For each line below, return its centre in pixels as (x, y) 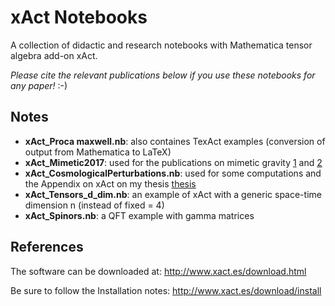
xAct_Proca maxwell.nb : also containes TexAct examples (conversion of (175, 141)
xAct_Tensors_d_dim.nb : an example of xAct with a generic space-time (173, 194)
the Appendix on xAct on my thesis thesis (110, 183)
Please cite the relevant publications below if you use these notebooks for (163, 75)
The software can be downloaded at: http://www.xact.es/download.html (158, 271)
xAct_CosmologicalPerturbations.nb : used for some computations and (173, 173)
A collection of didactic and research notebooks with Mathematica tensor (161, 45)
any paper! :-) (39, 85)
